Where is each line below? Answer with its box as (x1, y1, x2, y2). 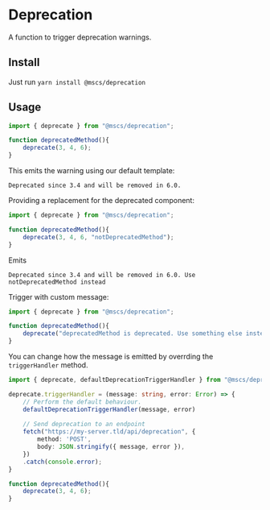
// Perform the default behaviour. (22, 397, 142, 406)
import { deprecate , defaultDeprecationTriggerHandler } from (8, 376, 221, 384)
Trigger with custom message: (8, 292, 109, 301)
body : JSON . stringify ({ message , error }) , (37, 443, 185, 451)
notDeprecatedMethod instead (8, 278, 106, 286)
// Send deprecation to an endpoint (22, 421, 146, 429)
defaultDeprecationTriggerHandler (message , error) (22, 405, 196, 413)
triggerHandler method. (8, 360, 88, 370)
